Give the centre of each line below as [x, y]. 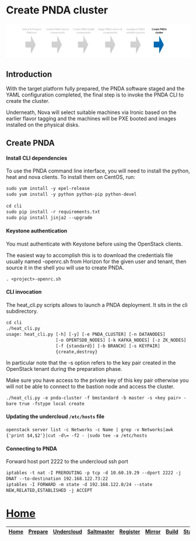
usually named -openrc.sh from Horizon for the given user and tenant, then [96, 261]
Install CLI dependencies [37, 158]
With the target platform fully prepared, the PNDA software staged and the [95, 88]
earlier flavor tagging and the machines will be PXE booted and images [91, 118]
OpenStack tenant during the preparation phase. [64, 368]
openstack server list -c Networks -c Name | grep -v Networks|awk [90, 430]
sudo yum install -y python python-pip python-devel [71, 194]
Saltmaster [101, 531]
